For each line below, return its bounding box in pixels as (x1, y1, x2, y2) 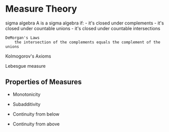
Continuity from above (12, 121, 60, 127)
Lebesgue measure (5, 63, 46, 69)
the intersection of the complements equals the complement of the (14, 39, 160, 45)
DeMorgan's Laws (5, 35, 40, 40)
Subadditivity (12, 101, 41, 107)
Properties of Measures (5, 77, 82, 87)
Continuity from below (12, 111, 60, 117)
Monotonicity (12, 91, 41, 97)
